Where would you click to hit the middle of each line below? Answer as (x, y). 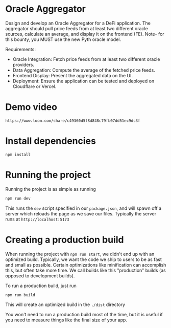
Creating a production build (65, 240)
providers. (23, 64)
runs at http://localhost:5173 (37, 219)
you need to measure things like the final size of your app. (66, 320)
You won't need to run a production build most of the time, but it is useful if (84, 315)
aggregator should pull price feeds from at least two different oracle (77, 28)
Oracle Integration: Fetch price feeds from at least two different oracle (86, 59)
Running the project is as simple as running (51, 189)
